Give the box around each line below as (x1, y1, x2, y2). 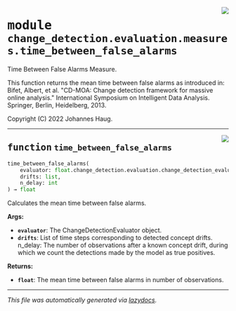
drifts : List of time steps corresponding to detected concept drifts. (17, 234, 213, 242)
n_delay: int (20, 180, 58, 187)
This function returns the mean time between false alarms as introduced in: (7, 78, 225, 87)
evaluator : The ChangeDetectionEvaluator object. (17, 226, 162, 234)
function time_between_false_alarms (7, 142, 172, 154)
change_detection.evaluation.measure (7, 32, 228, 46)
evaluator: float (20, 166, 71, 173)
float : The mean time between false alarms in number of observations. (17, 276, 224, 284)
